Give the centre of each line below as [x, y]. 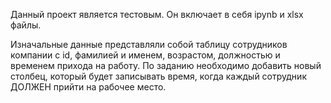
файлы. [26, 25]
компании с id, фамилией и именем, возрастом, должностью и [145, 55]
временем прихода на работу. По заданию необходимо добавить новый [166, 65]
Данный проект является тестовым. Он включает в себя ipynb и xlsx [157, 14]
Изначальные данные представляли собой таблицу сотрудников [149, 44]
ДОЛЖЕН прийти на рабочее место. [88, 87]
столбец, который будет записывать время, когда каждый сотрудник [158, 76]
